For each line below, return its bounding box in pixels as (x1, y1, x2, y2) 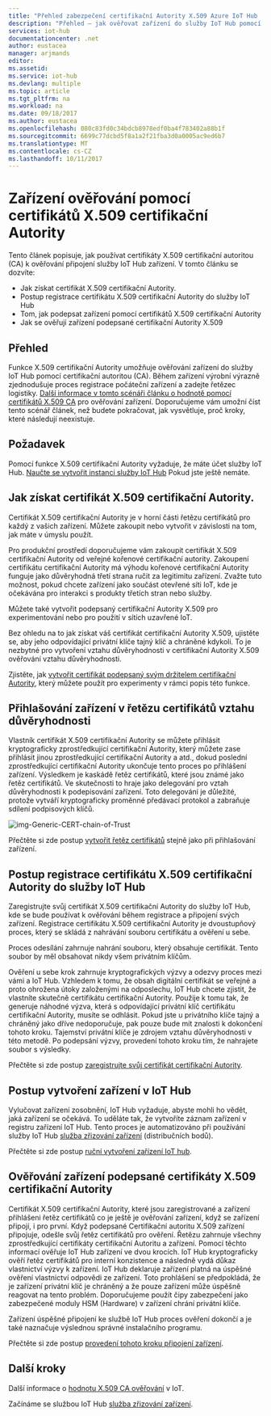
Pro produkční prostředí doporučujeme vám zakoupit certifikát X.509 (8, 545, 237, 554)
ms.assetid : (8, 65, 48, 73)
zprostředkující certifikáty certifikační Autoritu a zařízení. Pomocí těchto (8, 1238, 248, 1248)
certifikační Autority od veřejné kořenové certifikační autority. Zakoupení (8, 554, 249, 563)
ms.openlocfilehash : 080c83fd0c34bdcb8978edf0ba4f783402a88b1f (8, 124, 226, 133)
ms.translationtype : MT (8, 139, 89, 148)
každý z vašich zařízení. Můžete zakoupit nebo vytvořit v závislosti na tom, (8, 520, 257, 530)
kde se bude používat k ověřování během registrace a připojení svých (8, 910, 240, 920)
